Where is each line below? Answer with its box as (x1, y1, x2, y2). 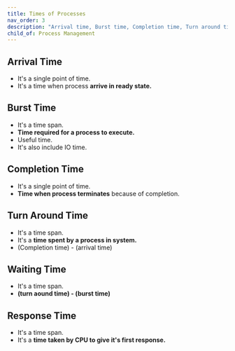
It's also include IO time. (17, 143, 87, 151)
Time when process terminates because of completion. (17, 189, 180, 198)
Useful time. (17, 135, 52, 144)
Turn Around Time (7, 209, 89, 221)
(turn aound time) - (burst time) (17, 289, 111, 298)
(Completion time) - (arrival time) (17, 243, 113, 252)
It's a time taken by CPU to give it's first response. (17, 336, 166, 344)
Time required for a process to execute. (17, 128, 135, 137)
